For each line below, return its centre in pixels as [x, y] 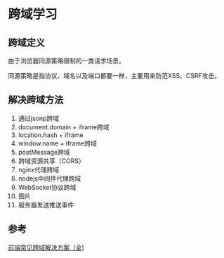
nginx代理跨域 [38, 169]
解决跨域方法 [36, 100]
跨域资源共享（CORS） [51, 161]
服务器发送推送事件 [46, 205]
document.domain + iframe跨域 [64, 127]
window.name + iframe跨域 [57, 143]
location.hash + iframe [51, 135]
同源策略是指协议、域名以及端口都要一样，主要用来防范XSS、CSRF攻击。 [114, 76]
